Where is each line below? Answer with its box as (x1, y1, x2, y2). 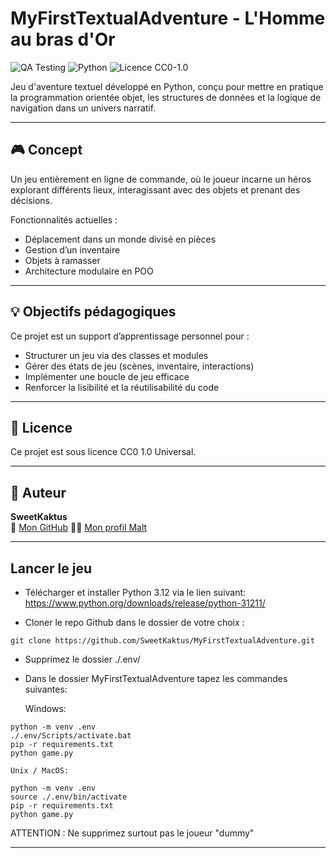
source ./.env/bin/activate (10, 792, 128, 802)
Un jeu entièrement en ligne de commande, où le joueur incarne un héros (10, 173, 312, 185)
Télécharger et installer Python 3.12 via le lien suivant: (24, 587, 247, 598)
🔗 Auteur (10, 484, 67, 501)
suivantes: (24, 683, 68, 695)
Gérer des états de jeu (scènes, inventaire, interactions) (24, 360, 255, 372)
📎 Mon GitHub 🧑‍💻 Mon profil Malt (10, 522, 148, 534)
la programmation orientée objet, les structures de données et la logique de (10, 91, 322, 103)
